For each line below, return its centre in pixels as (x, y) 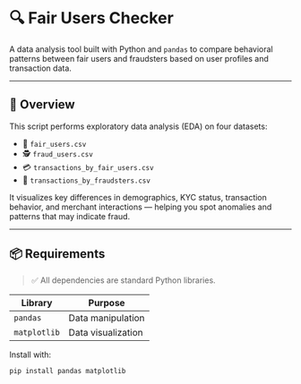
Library (37, 303)
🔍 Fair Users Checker (92, 18)
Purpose (107, 303)
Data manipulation (107, 318)
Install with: (30, 354)
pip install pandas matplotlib (68, 371)
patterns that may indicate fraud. (70, 216)
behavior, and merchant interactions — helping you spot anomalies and (141, 207)
